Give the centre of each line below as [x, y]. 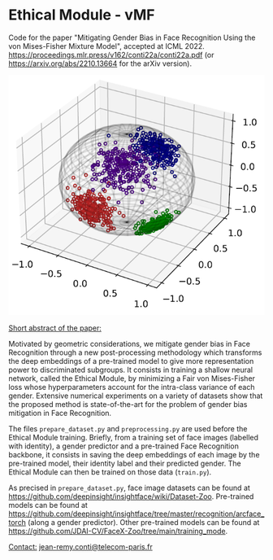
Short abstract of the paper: [55, 328]
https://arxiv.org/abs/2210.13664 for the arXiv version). [100, 63]
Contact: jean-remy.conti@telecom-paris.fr [80, 547]
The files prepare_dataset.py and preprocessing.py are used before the [128, 429]
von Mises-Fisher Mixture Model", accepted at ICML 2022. [106, 46]
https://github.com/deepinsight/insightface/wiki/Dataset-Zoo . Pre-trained [131, 497]
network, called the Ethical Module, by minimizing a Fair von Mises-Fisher [132, 378]
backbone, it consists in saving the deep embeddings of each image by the [134, 455]
